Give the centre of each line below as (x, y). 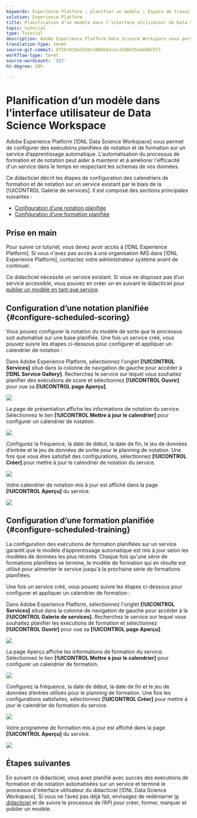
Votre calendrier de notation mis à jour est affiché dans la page (82, 485)
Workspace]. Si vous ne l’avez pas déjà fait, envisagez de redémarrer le (92, 796)
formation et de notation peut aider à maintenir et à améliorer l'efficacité (93, 160)
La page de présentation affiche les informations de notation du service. (93, 408)
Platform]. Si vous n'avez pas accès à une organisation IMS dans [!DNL (92, 253)
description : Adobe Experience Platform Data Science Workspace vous (93, 39)
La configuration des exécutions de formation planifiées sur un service (91, 544)
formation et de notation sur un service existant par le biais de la (84, 184)
